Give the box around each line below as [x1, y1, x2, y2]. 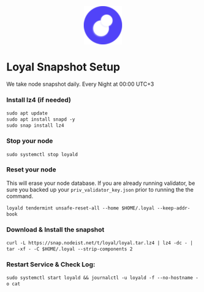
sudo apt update [6, 110, 48, 116]
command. [6, 192, 34, 200]
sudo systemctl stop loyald [6, 151, 78, 157]
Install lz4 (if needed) [6, 95, 72, 104]
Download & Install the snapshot [6, 225, 105, 234]
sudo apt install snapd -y [6, 116, 75, 122]
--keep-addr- [157, 205, 191, 211]
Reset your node [6, 165, 56, 174]
